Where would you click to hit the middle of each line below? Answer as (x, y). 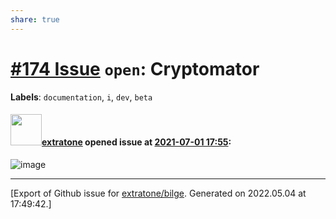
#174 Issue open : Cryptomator (135, 68)
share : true (35, 19)
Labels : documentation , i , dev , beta (81, 97)
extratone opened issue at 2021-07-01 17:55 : (136, 142)
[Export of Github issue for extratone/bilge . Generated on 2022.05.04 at (158, 193)
